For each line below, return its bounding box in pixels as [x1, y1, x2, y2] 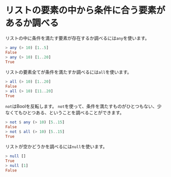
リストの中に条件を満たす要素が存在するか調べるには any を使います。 [5, 35, 150, 41]
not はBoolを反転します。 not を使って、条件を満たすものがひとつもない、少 [5, 103, 162, 109]
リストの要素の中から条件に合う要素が [5, 5, 166, 16]
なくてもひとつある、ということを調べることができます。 [5, 110, 124, 116]
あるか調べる [5, 17, 59, 29]
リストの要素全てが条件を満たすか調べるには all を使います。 [5, 69, 132, 75]
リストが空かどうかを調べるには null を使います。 [5, 144, 108, 150]
